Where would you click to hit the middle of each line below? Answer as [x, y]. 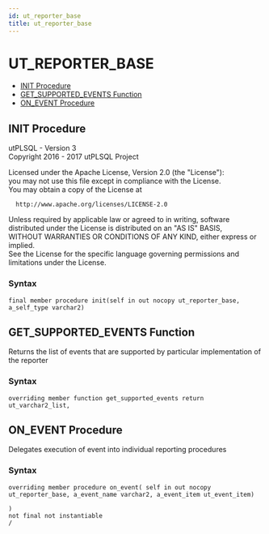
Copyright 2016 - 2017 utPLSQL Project [74, 157]
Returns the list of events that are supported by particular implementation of [134, 352]
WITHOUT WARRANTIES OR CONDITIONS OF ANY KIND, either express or [132, 237]
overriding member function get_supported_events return [106, 398]
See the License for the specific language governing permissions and [124, 254]
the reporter [28, 361]
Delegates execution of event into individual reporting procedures [118, 450]
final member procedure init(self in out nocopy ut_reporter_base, [124, 301]
